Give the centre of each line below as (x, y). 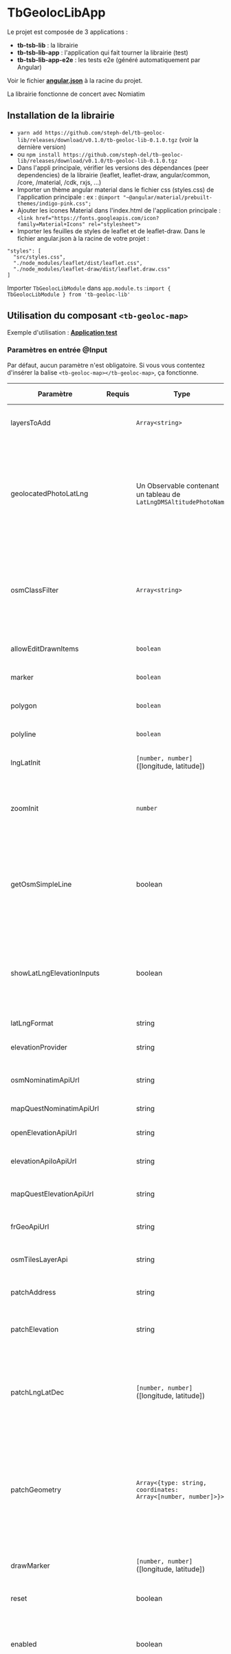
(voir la (189, 139)
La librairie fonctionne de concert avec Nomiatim (76, 94)
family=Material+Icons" (51, 224)
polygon (24, 705)
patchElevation (35, 1329)
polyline (23, 734)
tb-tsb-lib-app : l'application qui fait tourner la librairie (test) (103, 52)
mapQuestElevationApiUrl (52, 1194)
